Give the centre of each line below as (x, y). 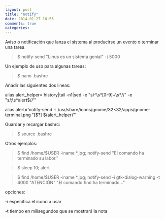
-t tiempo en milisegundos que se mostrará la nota (56, 211)
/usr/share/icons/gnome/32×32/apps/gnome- (104, 110)
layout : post (18, 10)
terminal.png (18, 115)
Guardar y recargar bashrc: (33, 125)
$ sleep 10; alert (33, 168)
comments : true (21, 23)
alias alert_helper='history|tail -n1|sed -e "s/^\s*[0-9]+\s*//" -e (69, 95)
